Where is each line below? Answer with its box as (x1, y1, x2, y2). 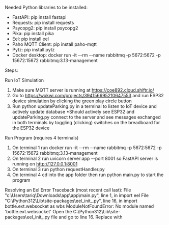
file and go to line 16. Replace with (51, 214, 123, 220)
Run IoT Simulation (5, 77, 44, 83)
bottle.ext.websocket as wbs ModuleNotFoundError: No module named (5, 203, 154, 209)
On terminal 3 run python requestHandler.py (12, 166, 105, 172)
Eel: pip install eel (12, 36, 49, 42)
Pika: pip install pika (12, 31, 54, 36)
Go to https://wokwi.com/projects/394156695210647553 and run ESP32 (12, 93, 164, 98)
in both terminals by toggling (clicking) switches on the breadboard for (12, 120, 160, 125)
